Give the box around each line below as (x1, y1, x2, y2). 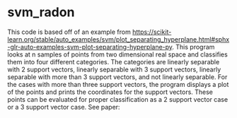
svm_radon (7, 4, 75, 20)
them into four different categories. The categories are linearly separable (7, 57, 220, 66)
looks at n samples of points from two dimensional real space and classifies (7, 50, 228, 59)
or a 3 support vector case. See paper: (7, 102, 120, 111)
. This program (172, 42, 215, 51)
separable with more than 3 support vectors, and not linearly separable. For (7, 72, 228, 81)
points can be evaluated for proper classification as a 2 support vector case (7, 95, 229, 103)
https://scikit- (132, 28, 172, 36)
